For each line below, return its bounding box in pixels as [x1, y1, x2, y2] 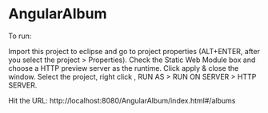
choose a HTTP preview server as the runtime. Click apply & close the [8, 63, 239, 72]
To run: [8, 31, 32, 41]
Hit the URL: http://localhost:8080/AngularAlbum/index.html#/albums [8, 95, 236, 105]
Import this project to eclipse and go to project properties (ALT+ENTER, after [8, 46, 260, 56]
